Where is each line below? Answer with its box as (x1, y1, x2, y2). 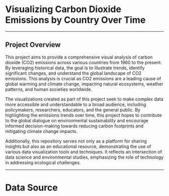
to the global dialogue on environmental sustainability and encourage (5, 117, 149, 123)
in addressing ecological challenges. (5, 159, 81, 165)
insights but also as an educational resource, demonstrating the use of (5, 143, 151, 150)
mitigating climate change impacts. (5, 128, 78, 134)
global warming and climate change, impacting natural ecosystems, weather (5, 81, 163, 87)
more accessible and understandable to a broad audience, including (5, 101, 146, 107)
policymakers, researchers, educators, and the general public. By (5, 107, 141, 113)
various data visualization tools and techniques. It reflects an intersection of (5, 149, 162, 155)
